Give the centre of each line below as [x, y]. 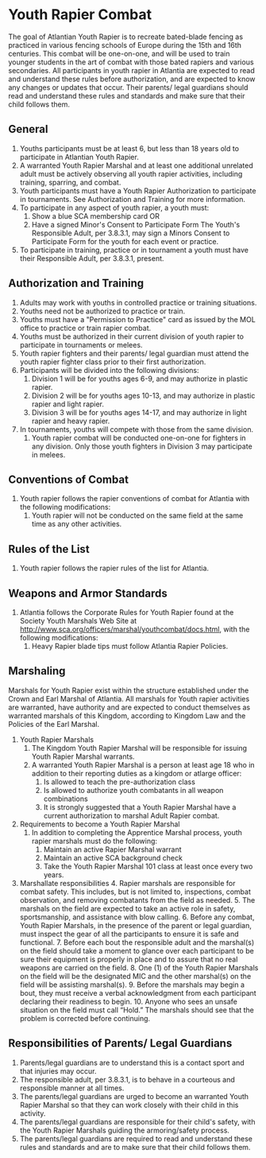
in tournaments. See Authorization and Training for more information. [133, 199]
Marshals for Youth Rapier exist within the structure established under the [129, 690]
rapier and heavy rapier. [71, 421]
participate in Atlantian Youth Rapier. [79, 157]
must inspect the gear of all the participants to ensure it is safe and [129, 934]
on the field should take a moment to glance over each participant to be [137, 950]
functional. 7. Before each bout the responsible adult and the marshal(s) [137, 942]
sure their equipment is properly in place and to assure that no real [129, 959]
